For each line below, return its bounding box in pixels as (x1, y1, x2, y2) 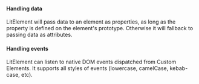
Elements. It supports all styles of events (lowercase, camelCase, (6, 65, 169, 72)
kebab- (169, 65, 188, 72)
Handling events (6, 45, 48, 52)
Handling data (6, 5, 42, 12)
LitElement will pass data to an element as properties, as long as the (6, 18, 176, 25)
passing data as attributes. (6, 31, 73, 39)
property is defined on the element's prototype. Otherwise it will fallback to (6, 25, 194, 32)
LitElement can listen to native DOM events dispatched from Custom (6, 58, 177, 66)
